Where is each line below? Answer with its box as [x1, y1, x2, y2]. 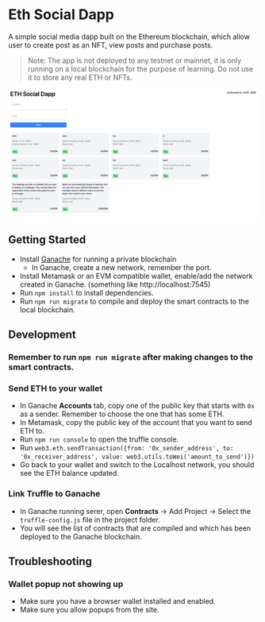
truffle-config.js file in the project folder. [19, 515, 160, 524]
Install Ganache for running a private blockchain [19, 254, 177, 264]
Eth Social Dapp [8, 6, 115, 24]
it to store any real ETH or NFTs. [27, 72, 132, 82]
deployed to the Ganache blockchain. [19, 531, 142, 541]
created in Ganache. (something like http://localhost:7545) [19, 280, 211, 289]
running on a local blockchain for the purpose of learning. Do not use [27, 64, 254, 73]
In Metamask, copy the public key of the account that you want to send [19, 418, 252, 427]
